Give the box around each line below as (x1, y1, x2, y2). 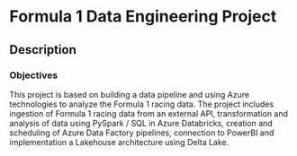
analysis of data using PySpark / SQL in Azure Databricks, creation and (9, 117, 273, 128)
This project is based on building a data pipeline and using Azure (9, 89, 250, 100)
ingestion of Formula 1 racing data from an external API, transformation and (9, 108, 289, 118)
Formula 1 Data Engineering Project (9, 6, 277, 27)
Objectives (9, 69, 58, 82)
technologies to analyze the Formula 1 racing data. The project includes (9, 99, 274, 109)
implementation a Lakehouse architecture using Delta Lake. (9, 136, 229, 147)
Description (9, 42, 76, 57)
